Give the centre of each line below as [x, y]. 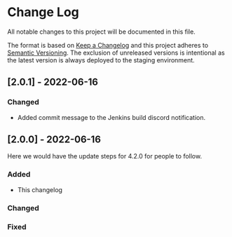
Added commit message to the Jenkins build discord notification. [111, 117]
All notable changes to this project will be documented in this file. [102, 32]
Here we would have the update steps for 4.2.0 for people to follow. [104, 156]
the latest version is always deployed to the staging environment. [101, 60]
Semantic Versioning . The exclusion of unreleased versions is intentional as [116, 53]
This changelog [40, 189]
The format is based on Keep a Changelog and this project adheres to [108, 45]
